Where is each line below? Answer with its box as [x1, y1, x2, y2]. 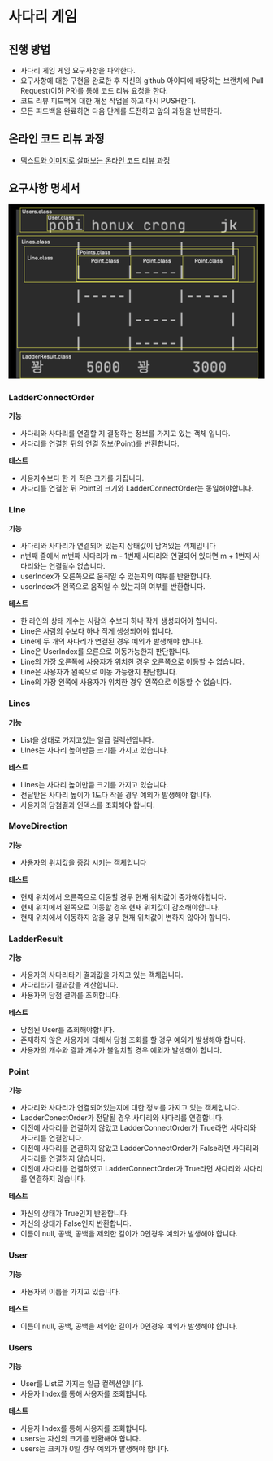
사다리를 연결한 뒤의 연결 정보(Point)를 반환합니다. [19, 438, 180, 448]
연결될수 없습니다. [48, 561, 106, 571]
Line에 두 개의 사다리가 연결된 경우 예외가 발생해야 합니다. [19, 636, 204, 647]
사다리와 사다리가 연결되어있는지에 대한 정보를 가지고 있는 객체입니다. [19, 1103, 240, 1113]
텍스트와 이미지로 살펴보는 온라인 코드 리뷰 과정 [19, 155, 171, 165]
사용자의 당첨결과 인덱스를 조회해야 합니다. [19, 800, 156, 809]
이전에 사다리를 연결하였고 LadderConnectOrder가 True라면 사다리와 [19, 1164, 242, 1174]
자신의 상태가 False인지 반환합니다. [19, 1219, 132, 1228]
